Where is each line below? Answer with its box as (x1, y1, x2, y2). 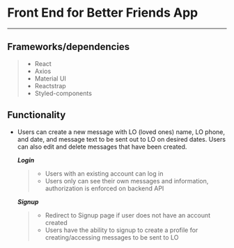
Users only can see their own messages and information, (45, 176, 209, 185)
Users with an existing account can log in (45, 169, 164, 178)
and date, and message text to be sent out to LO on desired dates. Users (17, 135, 226, 143)
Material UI (34, 74, 66, 83)
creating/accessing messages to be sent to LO (45, 233, 179, 241)
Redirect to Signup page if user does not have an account (45, 210, 211, 220)
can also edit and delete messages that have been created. (17, 142, 187, 151)
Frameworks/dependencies (7, 41, 130, 53)
